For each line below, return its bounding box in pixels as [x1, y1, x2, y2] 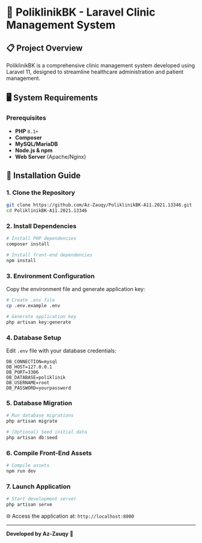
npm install [6, 258, 36, 264]
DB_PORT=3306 [6, 369, 39, 375]
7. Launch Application [6, 482, 71, 491]
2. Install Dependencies [6, 222, 77, 230]
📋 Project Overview [6, 43, 83, 53]
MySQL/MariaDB [14, 140, 58, 147]
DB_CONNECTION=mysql [6, 359, 58, 365]
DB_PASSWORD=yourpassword [6, 385, 71, 391]
